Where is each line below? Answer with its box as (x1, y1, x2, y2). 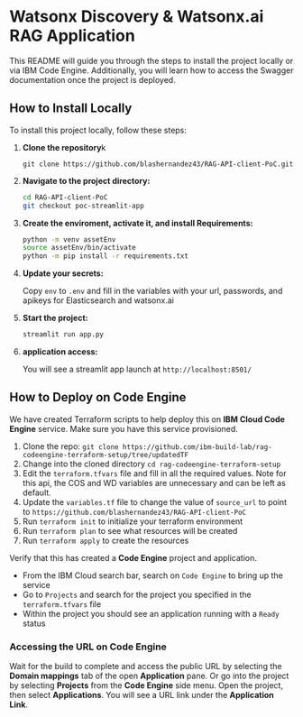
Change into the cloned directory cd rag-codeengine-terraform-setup (22, 458, 281, 469)
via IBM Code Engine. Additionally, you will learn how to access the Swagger (9, 65, 294, 76)
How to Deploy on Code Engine (9, 390, 187, 405)
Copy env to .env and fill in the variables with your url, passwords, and (22, 286, 283, 297)
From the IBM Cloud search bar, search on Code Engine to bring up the (22, 570, 284, 581)
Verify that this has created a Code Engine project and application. (9, 552, 257, 563)
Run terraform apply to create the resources (22, 535, 189, 546)
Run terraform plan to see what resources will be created (22, 525, 238, 536)
